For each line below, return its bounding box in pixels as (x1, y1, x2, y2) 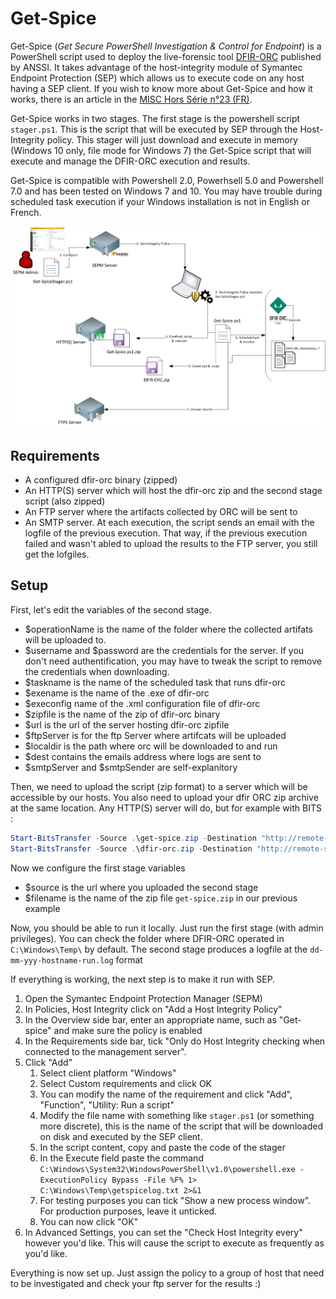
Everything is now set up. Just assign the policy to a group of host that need (10, 1267, 325, 1279)
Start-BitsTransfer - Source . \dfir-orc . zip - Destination (10, 843, 253, 854)
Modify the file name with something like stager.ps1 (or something (39, 1109, 315, 1121)
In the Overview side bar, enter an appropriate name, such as (24, 1013, 277, 1026)
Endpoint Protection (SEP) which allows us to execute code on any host (10, 72, 305, 84)
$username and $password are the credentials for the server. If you (24, 644, 305, 656)
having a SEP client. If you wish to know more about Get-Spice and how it (10, 82, 313, 94)
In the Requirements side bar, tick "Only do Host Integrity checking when (24, 1035, 326, 1047)
